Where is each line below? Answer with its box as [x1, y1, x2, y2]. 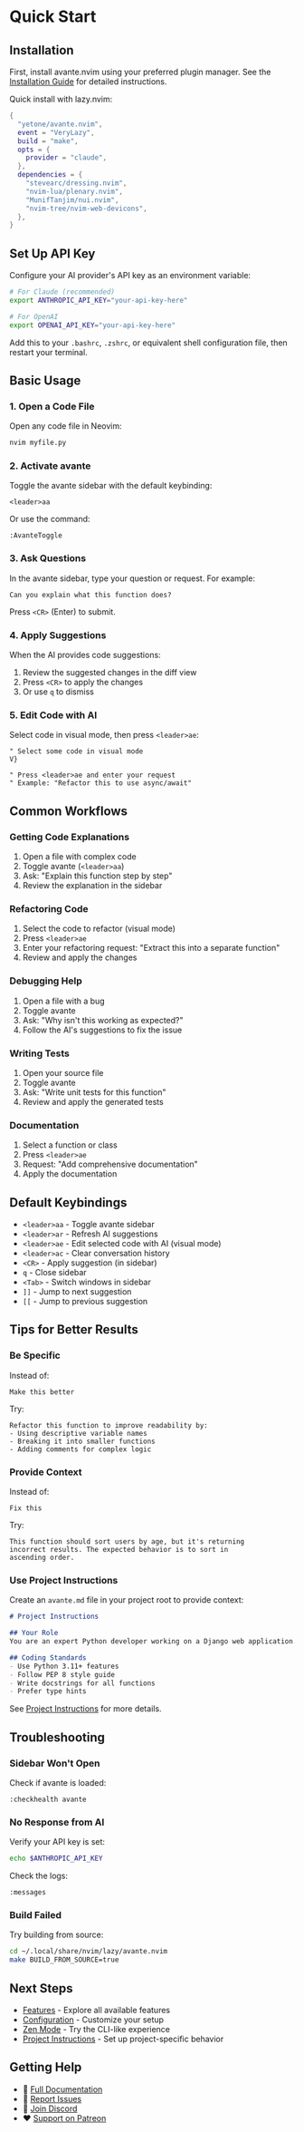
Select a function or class [22, 1139, 118, 1150]
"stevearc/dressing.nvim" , [25, 179, 128, 188]
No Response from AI [9, 1816, 105, 1828]
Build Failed [9, 1909, 62, 1922]
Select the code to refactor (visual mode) [22, 923, 176, 935]
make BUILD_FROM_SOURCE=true [9, 1955, 119, 1964]
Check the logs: [9, 1870, 69, 1882]
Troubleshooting [9, 1730, 106, 1745]
